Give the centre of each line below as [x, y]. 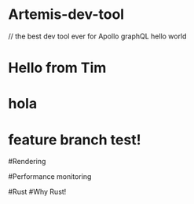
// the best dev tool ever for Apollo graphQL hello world [97, 36]
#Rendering [27, 162]
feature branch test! [75, 140]
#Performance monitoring [50, 177]
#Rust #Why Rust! [37, 192]
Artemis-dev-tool [66, 15]
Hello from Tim [57, 68]
